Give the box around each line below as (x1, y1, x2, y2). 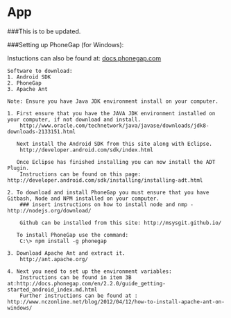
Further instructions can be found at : (19, 292, 138, 299)
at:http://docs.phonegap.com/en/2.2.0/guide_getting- (7, 280, 166, 287)
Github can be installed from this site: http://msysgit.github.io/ (19, 219, 222, 226)
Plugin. (7, 165, 30, 171)
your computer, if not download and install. (7, 116, 141, 123)
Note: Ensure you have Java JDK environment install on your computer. (7, 98, 219, 105)
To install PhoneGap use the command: (16, 231, 129, 238)
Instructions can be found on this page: (19, 171, 141, 178)
